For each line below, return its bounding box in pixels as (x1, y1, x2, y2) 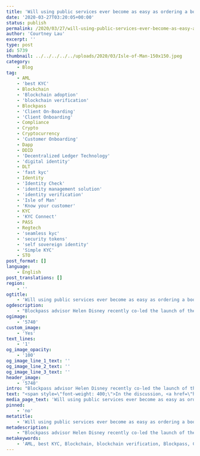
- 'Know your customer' (17, 203, 76, 209)
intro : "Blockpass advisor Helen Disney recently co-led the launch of (6, 386, 187, 392)
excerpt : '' (6, 36, 36, 42)
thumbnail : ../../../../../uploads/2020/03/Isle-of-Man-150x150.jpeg (6, 53, 183, 59)
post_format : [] (6, 258, 46, 264)
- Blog (17, 64, 33, 70)
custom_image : (6, 324, 42, 331)
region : (6, 280, 26, 286)
